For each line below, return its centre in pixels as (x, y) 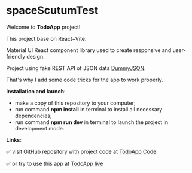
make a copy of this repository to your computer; (75, 103)
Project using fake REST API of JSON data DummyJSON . (76, 68)
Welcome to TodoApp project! (43, 27)
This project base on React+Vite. (46, 38)
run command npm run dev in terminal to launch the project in (92, 122)
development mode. (39, 128)
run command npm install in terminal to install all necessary (89, 109)
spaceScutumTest (52, 10)
